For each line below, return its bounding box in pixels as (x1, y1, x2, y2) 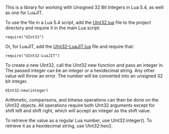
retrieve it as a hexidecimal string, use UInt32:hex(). (5, 123, 113, 128)
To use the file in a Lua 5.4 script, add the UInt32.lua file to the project (5, 20, 151, 25)
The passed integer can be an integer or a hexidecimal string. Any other (5, 68, 155, 73)
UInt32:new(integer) (5, 88, 49, 93)
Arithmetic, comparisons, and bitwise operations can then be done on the (5, 97, 159, 103)
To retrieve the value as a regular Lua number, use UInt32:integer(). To (5, 117, 152, 123)
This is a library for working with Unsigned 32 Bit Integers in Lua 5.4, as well (5, 5, 163, 10)
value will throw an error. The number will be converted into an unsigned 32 (5, 73, 163, 79)
